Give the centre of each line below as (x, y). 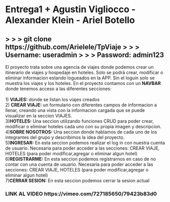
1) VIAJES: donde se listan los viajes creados (53, 99)
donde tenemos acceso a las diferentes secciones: (58, 89)
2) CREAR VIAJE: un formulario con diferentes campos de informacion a (81, 105)
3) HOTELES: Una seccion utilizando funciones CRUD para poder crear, (79, 121)
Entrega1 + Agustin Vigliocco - (71, 9)
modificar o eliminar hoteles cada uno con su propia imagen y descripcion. (83, 126)
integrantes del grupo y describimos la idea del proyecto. (65, 137)
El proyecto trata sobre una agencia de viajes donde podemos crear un (79, 67)
